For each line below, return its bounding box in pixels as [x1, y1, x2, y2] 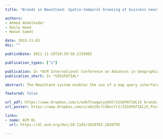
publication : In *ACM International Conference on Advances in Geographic [5, 69, 160, 74]
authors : [5, 16, 23, 21]
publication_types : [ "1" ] [5, 60, 57, 65]
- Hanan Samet [5, 30, 34, 35]
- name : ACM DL [5, 118, 36, 122]
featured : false [5, 91, 38, 96]
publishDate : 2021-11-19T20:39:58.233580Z [5, 52, 92, 56]
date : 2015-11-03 [5, 38, 40, 43]
